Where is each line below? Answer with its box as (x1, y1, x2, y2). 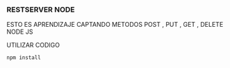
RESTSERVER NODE (6, 5, 75, 14)
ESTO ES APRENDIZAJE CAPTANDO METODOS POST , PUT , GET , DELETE (6, 21, 224, 29)
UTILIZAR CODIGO (6, 41, 60, 49)
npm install (6, 54, 41, 61)
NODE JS (6, 27, 33, 36)
